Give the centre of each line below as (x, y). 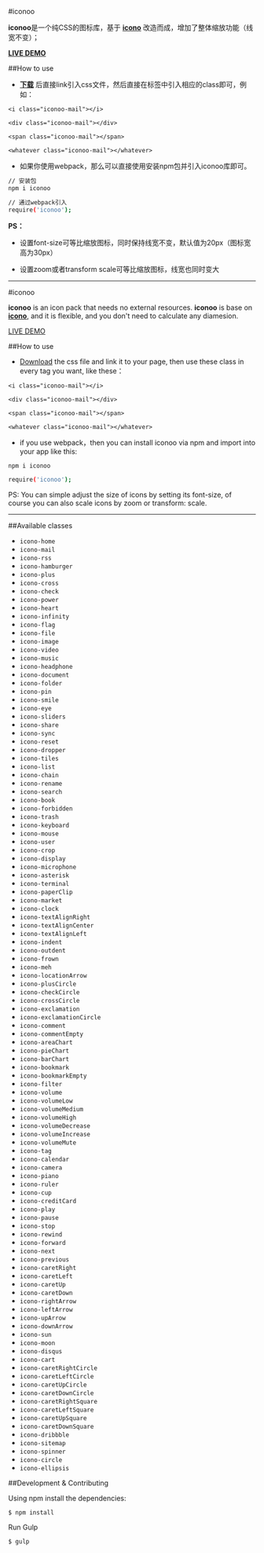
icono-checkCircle (49, 993)
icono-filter (41, 1085)
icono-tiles (39, 759)
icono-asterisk (44, 876)
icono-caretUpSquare (53, 1419)
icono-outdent (42, 951)
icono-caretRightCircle (59, 1368)
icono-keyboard (44, 826)
